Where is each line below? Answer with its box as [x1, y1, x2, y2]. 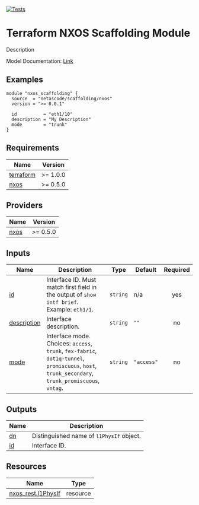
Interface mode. [46, 332, 91, 341]
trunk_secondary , [46, 369, 94, 377]
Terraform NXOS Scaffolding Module [6, 27, 191, 40]
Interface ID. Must [46, 276, 97, 284]
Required [163, 266, 190, 274]
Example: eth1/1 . [46, 306, 94, 314]
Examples [6, 75, 43, 85]
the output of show [46, 291, 97, 299]
